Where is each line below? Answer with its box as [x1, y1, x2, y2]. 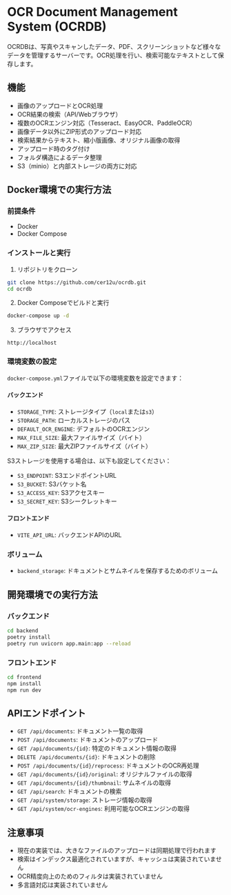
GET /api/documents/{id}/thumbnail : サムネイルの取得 [17, 778, 171, 787]
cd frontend [7, 674, 41, 681]
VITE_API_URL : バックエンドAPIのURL [17, 531, 122, 539]
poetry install [7, 634, 51, 641]
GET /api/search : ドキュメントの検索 [17, 787, 122, 796]
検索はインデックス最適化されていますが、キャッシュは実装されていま [17, 855, 216, 863]
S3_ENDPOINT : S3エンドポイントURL [17, 471, 117, 479]
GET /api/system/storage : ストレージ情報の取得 [17, 796, 153, 804]
